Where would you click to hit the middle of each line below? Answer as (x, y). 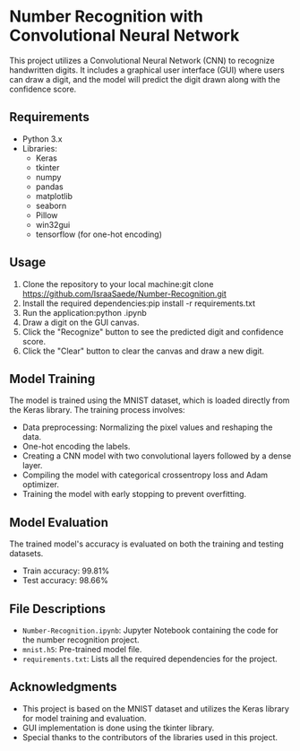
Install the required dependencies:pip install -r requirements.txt (138, 303)
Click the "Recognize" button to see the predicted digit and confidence (153, 332)
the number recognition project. (81, 640)
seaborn (51, 205)
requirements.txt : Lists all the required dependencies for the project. (150, 659)
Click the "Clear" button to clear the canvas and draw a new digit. (143, 351)
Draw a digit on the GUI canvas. (81, 322)
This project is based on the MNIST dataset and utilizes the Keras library (155, 708)
